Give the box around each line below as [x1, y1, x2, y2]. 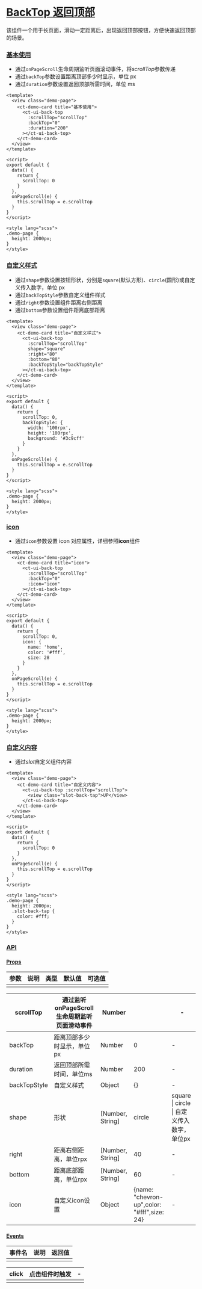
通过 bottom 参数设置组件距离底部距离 [14, 306, 105, 314]
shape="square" [28, 345, 66, 352]
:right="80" [28, 351, 58, 357]
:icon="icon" [28, 581, 61, 587]
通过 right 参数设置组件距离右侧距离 [14, 298, 103, 306]
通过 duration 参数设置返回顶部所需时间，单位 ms [14, 81, 135, 88]
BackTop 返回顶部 [6, 5, 95, 19]
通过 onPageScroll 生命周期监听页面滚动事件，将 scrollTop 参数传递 [14, 66, 176, 73]
